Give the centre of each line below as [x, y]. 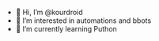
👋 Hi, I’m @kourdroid [49, 12]
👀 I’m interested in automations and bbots [83, 20]
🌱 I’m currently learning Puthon [66, 29]
